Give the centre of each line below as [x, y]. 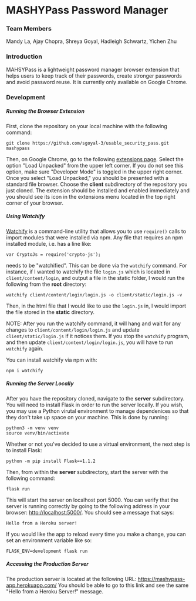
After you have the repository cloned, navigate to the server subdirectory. [95, 398]
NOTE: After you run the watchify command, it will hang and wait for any [93, 323]
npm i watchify [25, 370]
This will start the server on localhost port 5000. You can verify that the [92, 500]
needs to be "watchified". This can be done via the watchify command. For [97, 265]
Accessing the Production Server [48, 564]
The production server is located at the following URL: [71, 579]
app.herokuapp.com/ [31, 585]
